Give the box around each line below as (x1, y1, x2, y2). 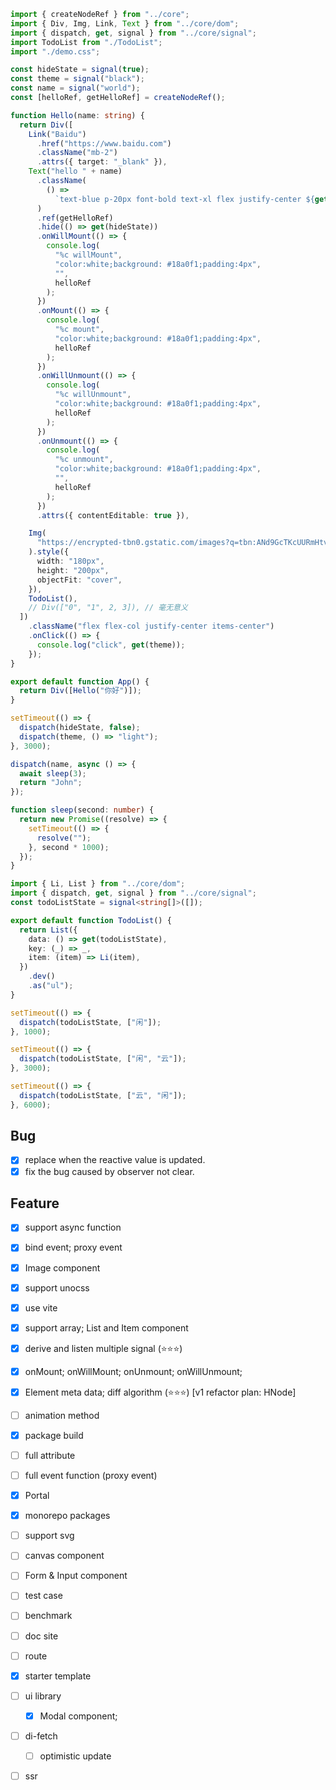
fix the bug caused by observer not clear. (24, 1165, 195, 1177)
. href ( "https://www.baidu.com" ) (36, 138, 172, 149)
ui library (24, 1690, 62, 1702)
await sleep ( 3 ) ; (19, 768, 87, 779)
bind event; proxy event (24, 1241, 123, 1254)
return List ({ (19, 925, 78, 935)
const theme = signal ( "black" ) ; (10, 74, 145, 84)
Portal (24, 1490, 50, 1502)
